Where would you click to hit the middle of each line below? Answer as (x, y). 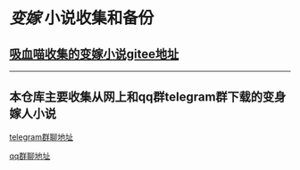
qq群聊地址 (30, 156)
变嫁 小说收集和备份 (82, 18)
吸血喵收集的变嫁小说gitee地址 (94, 54)
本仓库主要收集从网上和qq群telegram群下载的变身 (148, 97)
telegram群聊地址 (42, 137)
